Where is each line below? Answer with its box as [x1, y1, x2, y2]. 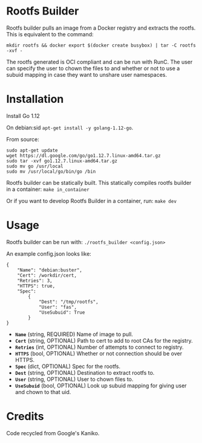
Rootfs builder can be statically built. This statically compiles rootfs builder [6, 179, 192, 186]
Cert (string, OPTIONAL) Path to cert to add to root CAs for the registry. [15, 337, 193, 344]
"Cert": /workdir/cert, [17, 272, 77, 279]
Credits [6, 410, 44, 423]
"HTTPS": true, [17, 283, 56, 289]
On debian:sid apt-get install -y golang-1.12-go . [6, 124, 134, 131]
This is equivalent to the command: [6, 30, 94, 37]
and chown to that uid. [15, 388, 71, 395]
